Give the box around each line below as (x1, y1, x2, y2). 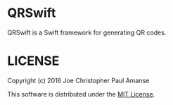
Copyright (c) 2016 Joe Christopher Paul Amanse (7, 76, 150, 85)
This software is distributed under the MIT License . (7, 89, 155, 98)
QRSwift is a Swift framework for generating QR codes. (7, 28, 167, 37)
